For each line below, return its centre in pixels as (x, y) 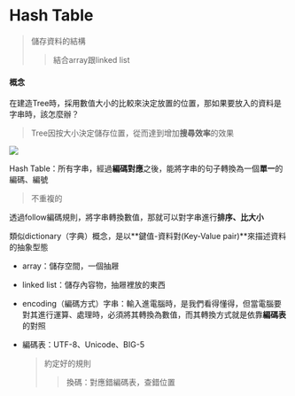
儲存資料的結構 (58, 41)
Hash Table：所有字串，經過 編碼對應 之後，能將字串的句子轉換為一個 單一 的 (146, 168)
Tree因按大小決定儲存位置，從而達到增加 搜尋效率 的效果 (132, 133)
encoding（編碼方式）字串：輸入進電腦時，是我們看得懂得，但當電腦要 (151, 304)
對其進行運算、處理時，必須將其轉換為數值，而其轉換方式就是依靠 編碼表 (154, 314)
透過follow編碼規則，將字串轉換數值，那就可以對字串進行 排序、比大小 (136, 217)
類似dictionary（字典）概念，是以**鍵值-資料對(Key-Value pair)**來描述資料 (148, 237)
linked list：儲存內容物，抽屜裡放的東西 (93, 285)
